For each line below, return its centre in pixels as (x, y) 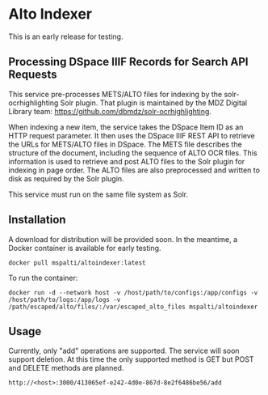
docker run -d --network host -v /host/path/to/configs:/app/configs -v (133, 292)
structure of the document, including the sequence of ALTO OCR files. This (133, 153)
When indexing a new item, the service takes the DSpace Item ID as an (126, 127)
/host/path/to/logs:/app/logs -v (65, 299)
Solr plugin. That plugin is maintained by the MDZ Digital (154, 103)
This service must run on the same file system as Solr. (98, 194)
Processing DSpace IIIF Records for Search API (128, 62)
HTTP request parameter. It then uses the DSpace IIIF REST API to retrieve (132, 135)
